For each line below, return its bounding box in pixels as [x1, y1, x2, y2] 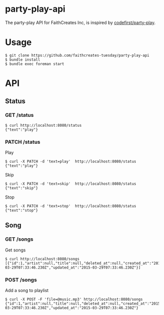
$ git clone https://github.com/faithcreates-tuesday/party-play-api [5, 53, 150, 58]
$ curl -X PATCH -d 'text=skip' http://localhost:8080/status [5, 181, 137, 186]
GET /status [5, 112, 34, 118]
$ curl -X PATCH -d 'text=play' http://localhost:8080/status [5, 159, 137, 164]
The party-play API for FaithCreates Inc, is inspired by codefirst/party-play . [5, 20, 156, 25]
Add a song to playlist [5, 288, 49, 293]
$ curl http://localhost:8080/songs [5, 256, 80, 261]
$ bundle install [5, 57, 41, 62]
